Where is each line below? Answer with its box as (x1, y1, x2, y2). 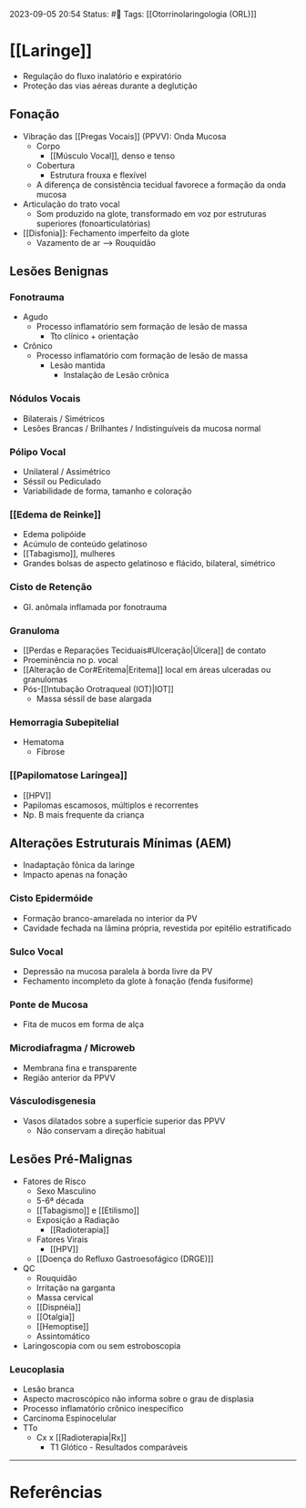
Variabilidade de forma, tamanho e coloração (22, 485, 192, 496)
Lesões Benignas (9, 264, 109, 280)
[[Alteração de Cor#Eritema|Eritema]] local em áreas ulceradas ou (22, 664, 271, 675)
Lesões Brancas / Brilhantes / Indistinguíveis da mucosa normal (22, 423, 261, 433)
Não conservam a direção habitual (36, 1125, 166, 1136)
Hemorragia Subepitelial (9, 716, 119, 729)
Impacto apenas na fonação (22, 870, 127, 881)
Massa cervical (36, 1291, 94, 1302)
